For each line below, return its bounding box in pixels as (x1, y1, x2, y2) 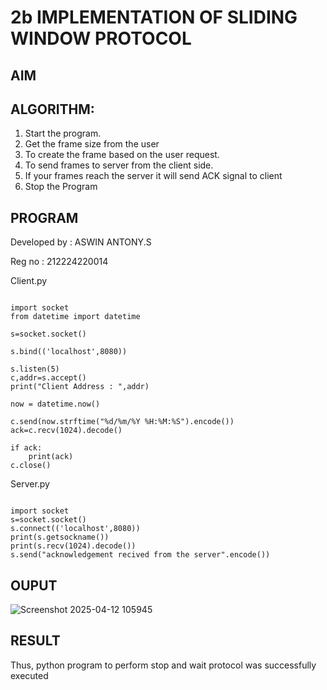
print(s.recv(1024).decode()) (10, 541, 137, 551)
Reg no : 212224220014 (10, 256, 109, 268)
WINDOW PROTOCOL (10, 27, 192, 50)
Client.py (10, 275, 48, 287)
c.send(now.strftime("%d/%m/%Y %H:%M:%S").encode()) (10, 417, 235, 427)
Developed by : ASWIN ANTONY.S (10, 236, 152, 248)
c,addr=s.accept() (10, 373, 87, 383)
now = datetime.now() (10, 399, 101, 410)
